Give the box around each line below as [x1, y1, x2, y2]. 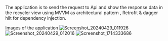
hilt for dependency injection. [5, 15, 67, 21]
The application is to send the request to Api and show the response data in [5, 5, 163, 10]
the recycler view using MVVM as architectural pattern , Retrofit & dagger [5, 10, 158, 16]
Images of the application [5, 25, 58, 31]
